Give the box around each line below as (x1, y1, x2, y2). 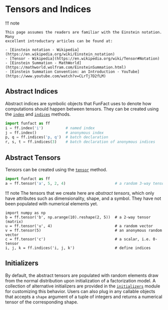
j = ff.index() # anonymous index (5, 130, 104, 135)
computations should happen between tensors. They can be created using (5, 106, 159, 112)
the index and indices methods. (5, 111, 71, 117)
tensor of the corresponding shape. (5, 299, 78, 305)
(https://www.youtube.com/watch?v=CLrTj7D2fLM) (5, 74, 106, 79)
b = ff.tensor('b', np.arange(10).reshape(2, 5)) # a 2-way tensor (5, 214, 151, 220)
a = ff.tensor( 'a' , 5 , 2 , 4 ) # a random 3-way (5, 181, 151, 186)
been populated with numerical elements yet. (5, 200, 98, 206)
